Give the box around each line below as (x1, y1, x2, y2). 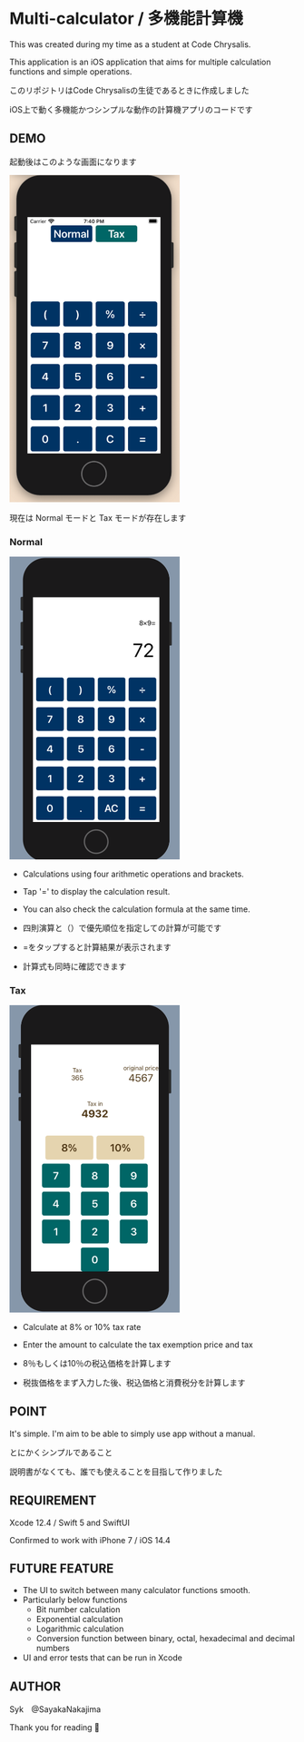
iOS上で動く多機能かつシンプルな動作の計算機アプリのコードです (9, 103, 253, 114)
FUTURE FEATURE (9, 1561, 114, 1576)
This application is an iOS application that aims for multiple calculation (9, 56, 271, 67)
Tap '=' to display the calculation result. (22, 886, 171, 896)
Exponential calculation (35, 1614, 124, 1625)
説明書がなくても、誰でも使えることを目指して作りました (9, 1466, 223, 1477)
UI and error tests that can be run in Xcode (22, 1652, 183, 1663)
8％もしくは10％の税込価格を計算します (22, 1357, 172, 1368)
